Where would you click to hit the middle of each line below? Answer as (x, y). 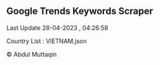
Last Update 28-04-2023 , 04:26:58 (57, 27)
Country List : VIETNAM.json (46, 41)
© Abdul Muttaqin (32, 54)
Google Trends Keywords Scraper (80, 11)
